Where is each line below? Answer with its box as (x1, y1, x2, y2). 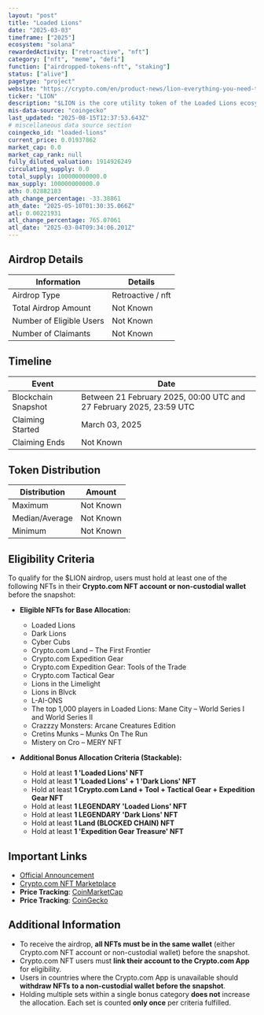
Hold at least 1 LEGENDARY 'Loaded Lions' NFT (31, 802, 187, 811)
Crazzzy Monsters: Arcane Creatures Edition (31, 721, 176, 731)
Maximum (12, 500, 49, 511)
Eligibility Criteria (8, 552, 95, 565)
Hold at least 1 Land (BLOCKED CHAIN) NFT (31, 818, 175, 828)
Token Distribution (8, 464, 101, 477)
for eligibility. (19, 964, 61, 973)
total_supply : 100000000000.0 (8, 172, 108, 181)
